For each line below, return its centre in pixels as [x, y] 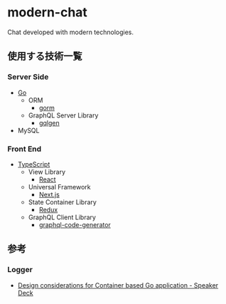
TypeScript [34, 164]
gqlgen [49, 122]
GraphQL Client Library [62, 217]
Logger [20, 270]
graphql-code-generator [75, 224]
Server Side [28, 77]
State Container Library [63, 202]
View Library [47, 172]
